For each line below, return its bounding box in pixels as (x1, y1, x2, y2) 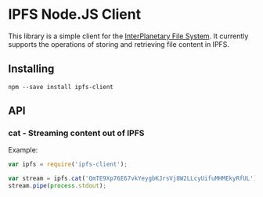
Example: (8, 145, 38, 155)
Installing (8, 63, 55, 76)
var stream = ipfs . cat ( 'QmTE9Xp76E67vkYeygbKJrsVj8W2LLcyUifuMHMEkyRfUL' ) (8, 174, 258, 183)
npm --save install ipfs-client (8, 83, 113, 91)
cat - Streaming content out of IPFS (8, 127, 145, 138)
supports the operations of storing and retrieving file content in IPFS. (8, 39, 229, 48)
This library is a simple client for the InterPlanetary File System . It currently (8, 31, 249, 41)
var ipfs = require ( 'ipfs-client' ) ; (8, 160, 128, 169)
